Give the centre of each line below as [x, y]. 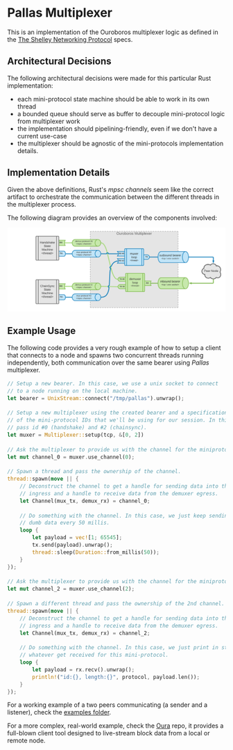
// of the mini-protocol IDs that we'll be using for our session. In [111, 420]
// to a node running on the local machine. [72, 391]
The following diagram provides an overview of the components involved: [112, 218]
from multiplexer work [49, 121]
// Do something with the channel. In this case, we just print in [119, 648]
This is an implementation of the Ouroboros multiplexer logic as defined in [113, 32]
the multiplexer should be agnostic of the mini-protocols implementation [120, 143]
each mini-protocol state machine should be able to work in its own [113, 99]
